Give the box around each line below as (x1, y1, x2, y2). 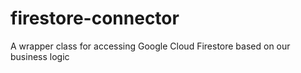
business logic (10, 50, 70, 62)
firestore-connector (10, 7, 180, 30)
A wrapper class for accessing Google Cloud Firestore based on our (10, 40, 291, 52)
